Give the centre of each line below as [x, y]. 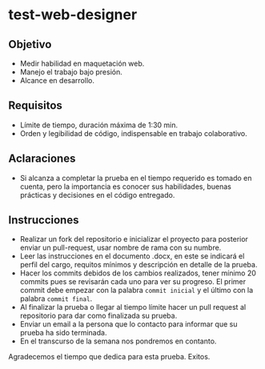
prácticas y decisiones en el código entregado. [97, 195]
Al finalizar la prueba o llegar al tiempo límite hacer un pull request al [133, 307]
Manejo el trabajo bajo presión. [71, 72]
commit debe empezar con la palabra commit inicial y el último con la [137, 291]
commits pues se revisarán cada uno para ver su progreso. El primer [133, 282]
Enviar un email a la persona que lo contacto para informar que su [128, 324]
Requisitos [35, 106]
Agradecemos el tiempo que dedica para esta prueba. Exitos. [109, 357]
